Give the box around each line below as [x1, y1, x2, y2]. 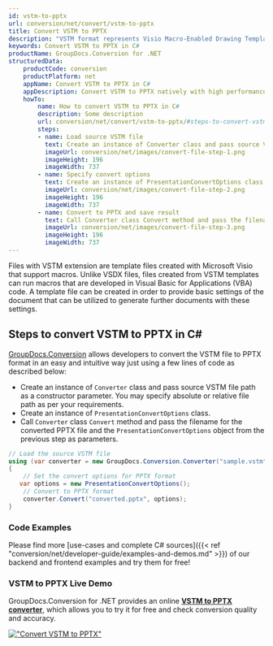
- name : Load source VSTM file [37, 132, 144, 141]
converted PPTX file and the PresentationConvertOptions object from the [19, 425, 265, 435]
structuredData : [8, 58, 63, 66]
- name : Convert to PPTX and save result [37, 208, 180, 216]
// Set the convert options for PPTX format [23, 472, 176, 480]
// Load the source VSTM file [8, 449, 111, 457]
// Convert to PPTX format [23, 488, 115, 496]
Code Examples [8, 522, 71, 533]
